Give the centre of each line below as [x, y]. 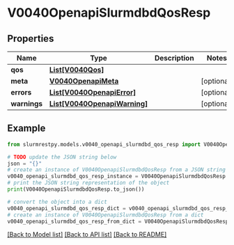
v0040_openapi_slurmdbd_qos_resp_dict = [67, 208]
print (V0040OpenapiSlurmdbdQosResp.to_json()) [76, 189]
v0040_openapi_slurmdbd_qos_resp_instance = [73, 176]
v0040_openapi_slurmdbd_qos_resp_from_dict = [74, 221]
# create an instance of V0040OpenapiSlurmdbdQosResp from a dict [106, 215]
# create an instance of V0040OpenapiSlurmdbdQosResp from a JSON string [117, 170]
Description [174, 58]
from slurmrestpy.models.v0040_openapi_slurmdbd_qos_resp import [104, 144]
